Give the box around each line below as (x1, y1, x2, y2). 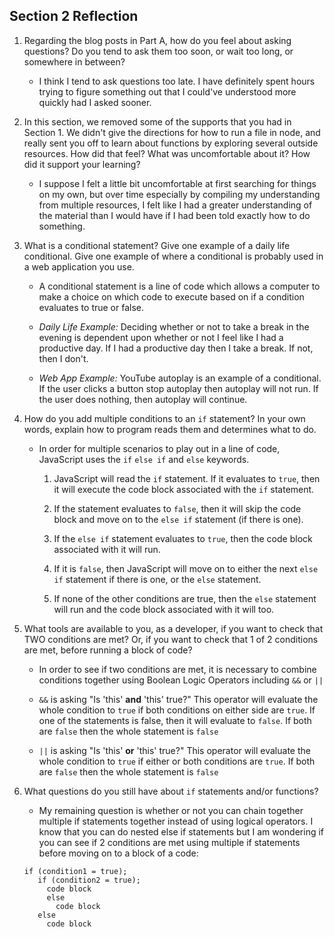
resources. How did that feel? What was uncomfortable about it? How (23, 147, 311, 159)
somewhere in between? (23, 55, 126, 68)
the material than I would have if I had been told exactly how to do (38, 209, 311, 221)
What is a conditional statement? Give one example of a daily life (23, 239, 291, 251)
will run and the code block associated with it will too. (53, 603, 275, 615)
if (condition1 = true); (23, 866, 128, 876)
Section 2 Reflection (9, 8, 139, 25)
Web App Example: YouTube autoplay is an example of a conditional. (38, 372, 322, 384)
